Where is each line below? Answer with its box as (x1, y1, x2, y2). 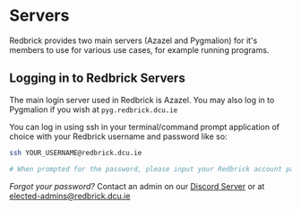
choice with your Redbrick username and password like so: (9, 131, 228, 142)
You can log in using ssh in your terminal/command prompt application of (9, 121, 280, 132)
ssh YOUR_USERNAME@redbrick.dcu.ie (9, 148, 142, 157)
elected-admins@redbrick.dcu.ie (9, 190, 131, 201)
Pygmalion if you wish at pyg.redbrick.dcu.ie (9, 104, 178, 115)
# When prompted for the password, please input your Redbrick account (9, 164, 282, 173)
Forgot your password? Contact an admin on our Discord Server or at (9, 180, 265, 191)
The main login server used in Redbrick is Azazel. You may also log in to (9, 94, 275, 105)
